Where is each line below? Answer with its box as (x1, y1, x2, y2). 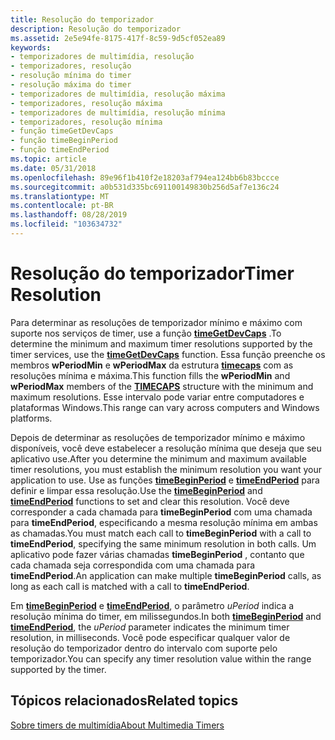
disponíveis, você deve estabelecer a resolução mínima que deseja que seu (10, 442, 322, 454)
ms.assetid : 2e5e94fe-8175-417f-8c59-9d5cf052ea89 (10, 33, 226, 43)
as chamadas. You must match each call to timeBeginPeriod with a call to (10, 527, 312, 539)
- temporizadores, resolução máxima (10, 98, 163, 108)
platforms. (10, 412, 53, 424)
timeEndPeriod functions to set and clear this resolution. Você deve (10, 495, 290, 507)
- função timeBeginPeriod (10, 136, 118, 146)
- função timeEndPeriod (10, 145, 110, 155)
